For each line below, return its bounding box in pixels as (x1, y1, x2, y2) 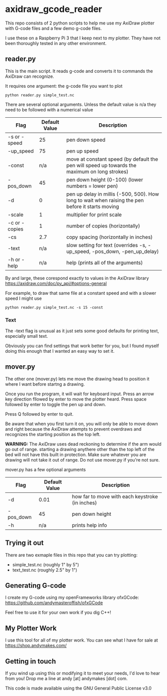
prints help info (72, 521, 107, 528)
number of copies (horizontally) (66, 222, 140, 229)
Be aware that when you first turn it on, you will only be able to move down (5, 421, 158, 427)
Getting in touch (5, 657, 56, 666)
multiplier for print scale (66, 211, 122, 218)
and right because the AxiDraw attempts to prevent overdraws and (5, 426, 142, 432)
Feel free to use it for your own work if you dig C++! (5, 610, 111, 616)
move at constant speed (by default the (66, 156, 158, 163)
